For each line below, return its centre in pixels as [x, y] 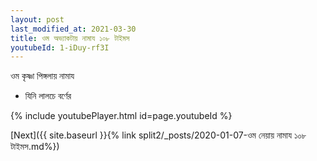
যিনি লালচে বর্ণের [48, 96]
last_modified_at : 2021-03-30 [73, 29]
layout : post [37, 19]
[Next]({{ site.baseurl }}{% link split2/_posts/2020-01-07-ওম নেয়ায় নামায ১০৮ [158, 135]
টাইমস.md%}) [35, 147]
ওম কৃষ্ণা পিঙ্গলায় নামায [42, 76]
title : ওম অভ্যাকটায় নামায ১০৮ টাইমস [70, 38]
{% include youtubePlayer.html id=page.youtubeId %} [121, 116]
